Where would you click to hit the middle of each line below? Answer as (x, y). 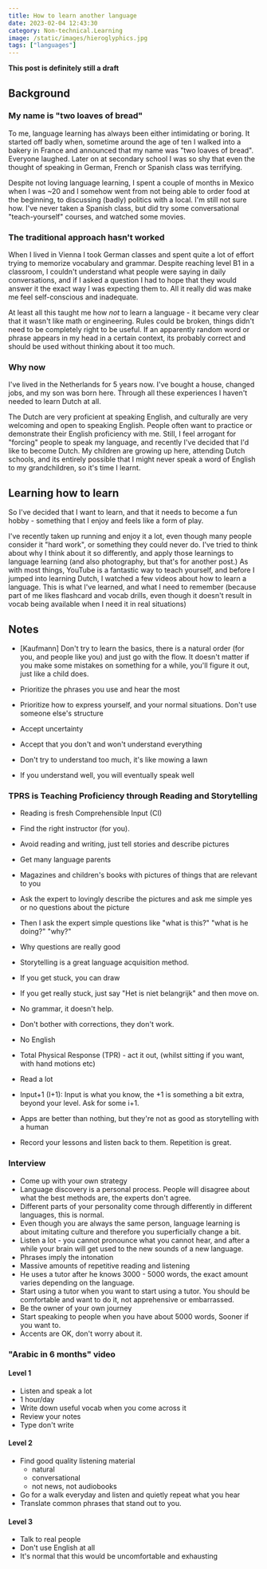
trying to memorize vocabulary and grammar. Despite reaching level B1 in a (132, 263)
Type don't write (47, 1424)
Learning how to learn (64, 493)
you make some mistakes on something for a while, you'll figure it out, (134, 666)
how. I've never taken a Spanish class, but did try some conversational (124, 208)
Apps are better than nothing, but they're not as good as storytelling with (139, 1119)
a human (34, 1127)
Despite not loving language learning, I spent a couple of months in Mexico (131, 182)
